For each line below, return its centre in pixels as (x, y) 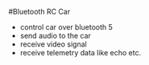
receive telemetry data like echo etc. (81, 53)
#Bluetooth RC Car (39, 12)
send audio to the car (55, 36)
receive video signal (53, 44)
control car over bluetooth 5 (66, 27)
